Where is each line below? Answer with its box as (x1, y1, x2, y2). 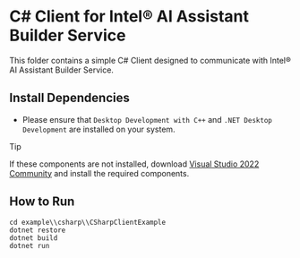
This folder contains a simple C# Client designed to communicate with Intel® (9, 55, 291, 65)
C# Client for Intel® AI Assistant (9, 6, 249, 27)
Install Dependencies (9, 90, 130, 106)
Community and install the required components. (9, 168, 190, 178)
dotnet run (9, 241, 50, 250)
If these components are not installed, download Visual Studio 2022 (9, 159, 260, 169)
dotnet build (9, 233, 58, 243)
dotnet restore (9, 226, 66, 235)
